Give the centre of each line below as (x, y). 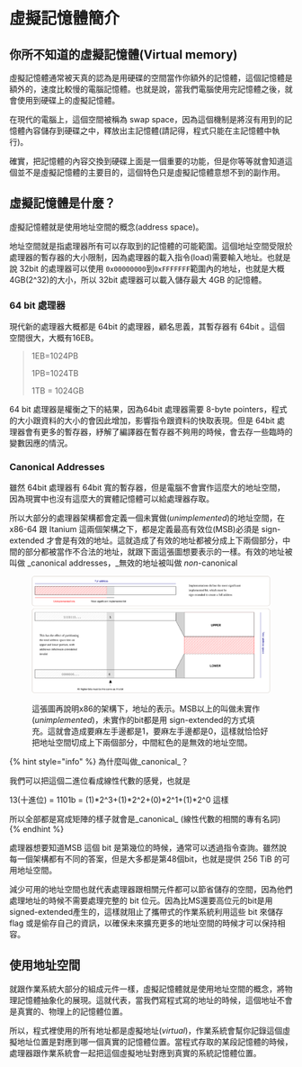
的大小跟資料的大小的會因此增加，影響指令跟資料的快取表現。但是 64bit (142, 420)
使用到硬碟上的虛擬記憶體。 (68, 100)
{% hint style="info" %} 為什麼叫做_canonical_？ (99, 762)
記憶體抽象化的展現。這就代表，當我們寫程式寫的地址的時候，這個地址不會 (155, 999)
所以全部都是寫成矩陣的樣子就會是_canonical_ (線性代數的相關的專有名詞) (145, 819)
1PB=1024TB (55, 374)
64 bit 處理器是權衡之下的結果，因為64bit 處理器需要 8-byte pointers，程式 (148, 410)
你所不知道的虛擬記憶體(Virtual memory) (124, 54)
